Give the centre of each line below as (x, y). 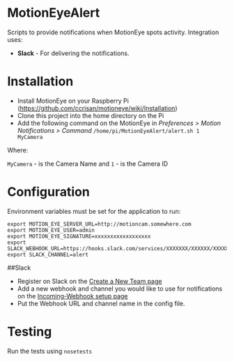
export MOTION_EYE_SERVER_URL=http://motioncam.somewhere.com (99, 224)
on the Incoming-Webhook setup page (72, 296)
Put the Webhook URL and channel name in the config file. (101, 303)
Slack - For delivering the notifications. (73, 53)
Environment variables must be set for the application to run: (94, 211)
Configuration (49, 192)
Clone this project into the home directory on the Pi (91, 115)
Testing (30, 332)
